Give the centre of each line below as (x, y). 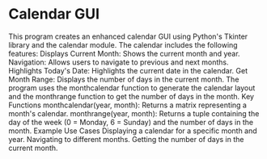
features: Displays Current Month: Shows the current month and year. (124, 53)
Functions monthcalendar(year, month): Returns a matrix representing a (127, 105)
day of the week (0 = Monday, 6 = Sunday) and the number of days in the (131, 122)
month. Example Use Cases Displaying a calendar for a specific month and (133, 131)
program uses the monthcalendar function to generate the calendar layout (132, 88)
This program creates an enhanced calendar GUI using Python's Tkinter (128, 36)
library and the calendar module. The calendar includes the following (123, 44)
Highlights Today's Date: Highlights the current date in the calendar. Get (128, 70)
